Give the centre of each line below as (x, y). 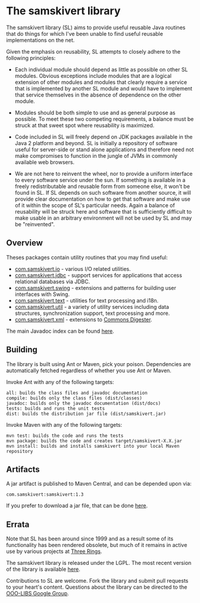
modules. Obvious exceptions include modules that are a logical (93, 76)
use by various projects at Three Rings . (54, 551)
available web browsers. (45, 162)
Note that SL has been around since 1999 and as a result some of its (90, 539)
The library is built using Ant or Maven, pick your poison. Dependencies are (99, 364)
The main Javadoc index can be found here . (60, 331)
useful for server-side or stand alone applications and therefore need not (104, 149)
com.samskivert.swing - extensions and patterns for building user (96, 288)
